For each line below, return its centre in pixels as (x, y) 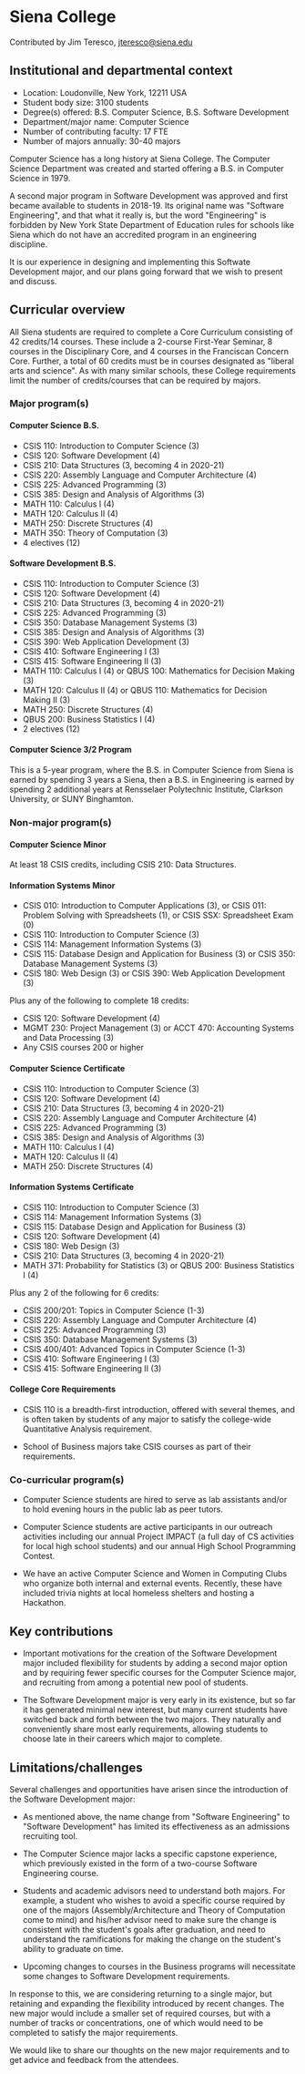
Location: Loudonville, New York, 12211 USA (105, 92)
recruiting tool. (50, 1836)
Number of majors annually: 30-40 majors (102, 141)
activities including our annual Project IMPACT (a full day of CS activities (158, 1536)
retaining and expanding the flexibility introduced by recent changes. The (147, 2003)
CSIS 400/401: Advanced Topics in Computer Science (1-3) (134, 1349)
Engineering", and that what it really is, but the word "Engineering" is (138, 215)
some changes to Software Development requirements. (126, 1976)
